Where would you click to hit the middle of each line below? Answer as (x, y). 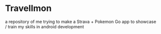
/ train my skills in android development (45, 26)
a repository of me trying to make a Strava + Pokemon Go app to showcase (81, 22)
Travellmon (29, 8)
